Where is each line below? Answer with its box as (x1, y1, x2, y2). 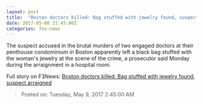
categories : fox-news (6, 25, 61, 32)
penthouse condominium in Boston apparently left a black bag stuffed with (6, 49, 192, 56)
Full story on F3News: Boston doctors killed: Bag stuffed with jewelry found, (6, 73, 195, 80)
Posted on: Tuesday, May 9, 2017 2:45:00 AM (21, 91, 135, 98)
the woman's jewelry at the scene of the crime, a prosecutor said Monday (6, 55, 190, 62)
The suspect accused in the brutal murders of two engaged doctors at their (6, 42, 194, 49)
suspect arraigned (6, 79, 52, 87)
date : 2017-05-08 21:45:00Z (6, 20, 77, 26)
